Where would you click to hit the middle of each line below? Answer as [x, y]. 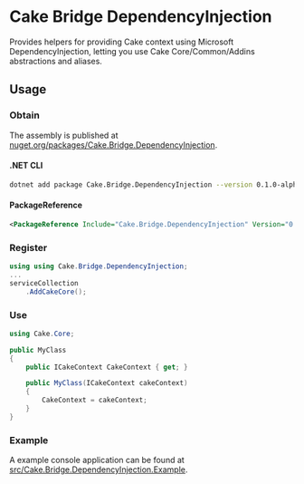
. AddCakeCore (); [57, 292]
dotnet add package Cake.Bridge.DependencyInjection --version [131, 184]
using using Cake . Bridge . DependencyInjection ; [99, 266]
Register [28, 247]
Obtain [25, 115]
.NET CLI [26, 166]
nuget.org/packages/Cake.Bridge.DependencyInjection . [114, 145]
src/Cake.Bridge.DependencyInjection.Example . [99, 469]
